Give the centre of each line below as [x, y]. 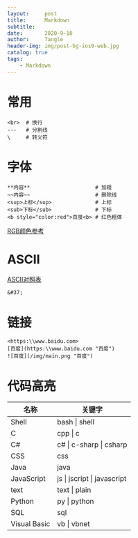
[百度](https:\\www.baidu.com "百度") [61, 349]
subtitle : [21, 26]
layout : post [32, 14]
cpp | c [68, 433]
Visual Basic [31, 524]
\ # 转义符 [27, 137]
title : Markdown [38, 20]
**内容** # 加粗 [60, 187]
